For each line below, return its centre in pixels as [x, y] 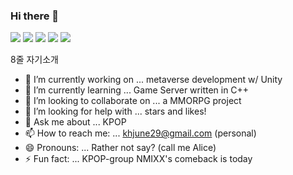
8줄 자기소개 [34, 60]
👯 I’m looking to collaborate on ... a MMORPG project [133, 101]
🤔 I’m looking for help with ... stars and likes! [115, 111]
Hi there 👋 [35, 16]
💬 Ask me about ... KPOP [75, 122]
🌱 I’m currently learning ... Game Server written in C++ [137, 90]
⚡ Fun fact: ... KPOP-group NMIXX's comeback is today [138, 159]
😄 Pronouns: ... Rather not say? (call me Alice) [120, 148]
